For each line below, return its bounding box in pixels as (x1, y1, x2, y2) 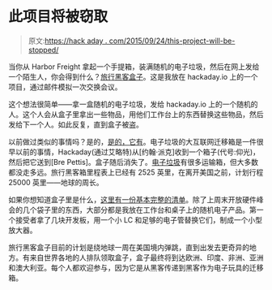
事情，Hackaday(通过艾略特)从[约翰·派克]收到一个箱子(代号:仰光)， (36, 147, 261, 157)
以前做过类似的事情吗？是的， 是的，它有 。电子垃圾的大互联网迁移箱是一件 (8, 136, 257, 146)
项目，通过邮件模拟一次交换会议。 (8, 82, 122, 92)
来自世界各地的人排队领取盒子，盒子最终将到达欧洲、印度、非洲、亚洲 (29, 253, 264, 262)
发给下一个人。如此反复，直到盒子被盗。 (8, 119, 143, 129)
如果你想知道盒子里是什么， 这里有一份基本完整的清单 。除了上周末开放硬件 (8, 194, 257, 204)
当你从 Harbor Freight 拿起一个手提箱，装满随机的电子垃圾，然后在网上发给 (8, 62, 260, 71)
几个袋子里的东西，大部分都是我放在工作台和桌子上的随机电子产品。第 (22, 205, 257, 214)
